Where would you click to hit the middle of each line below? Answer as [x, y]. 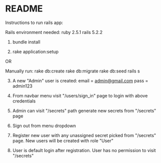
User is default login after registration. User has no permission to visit [84, 150]
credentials [24, 101]
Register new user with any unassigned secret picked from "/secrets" [84, 135]
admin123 [22, 86]
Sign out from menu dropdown [44, 125]
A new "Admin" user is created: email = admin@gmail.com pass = [80, 80]
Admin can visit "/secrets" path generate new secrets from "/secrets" [84, 110]
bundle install [26, 42]
